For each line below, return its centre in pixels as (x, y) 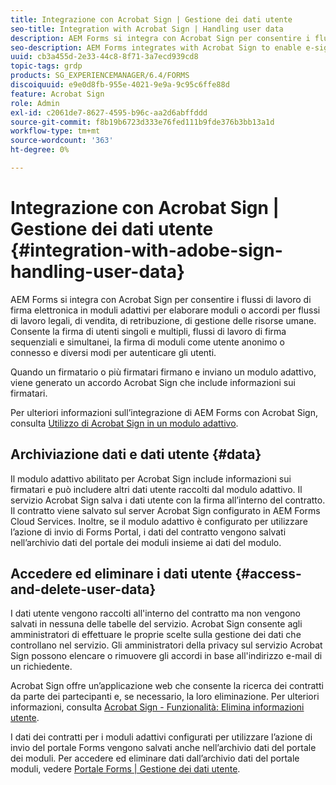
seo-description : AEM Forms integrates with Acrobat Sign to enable (156, 47)
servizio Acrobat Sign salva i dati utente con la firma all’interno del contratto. (168, 500)
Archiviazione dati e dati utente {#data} (136, 454)
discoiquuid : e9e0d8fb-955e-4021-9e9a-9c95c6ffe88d (120, 85)
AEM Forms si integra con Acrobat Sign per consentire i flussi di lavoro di (161, 299)
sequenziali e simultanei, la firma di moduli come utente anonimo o (147, 342)
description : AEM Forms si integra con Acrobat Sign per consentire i (160, 38)
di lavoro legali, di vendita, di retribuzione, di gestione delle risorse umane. (163, 320)
